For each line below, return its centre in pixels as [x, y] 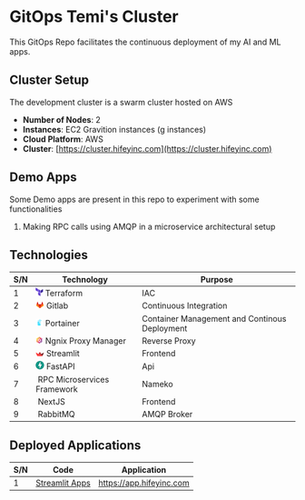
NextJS [51, 401]
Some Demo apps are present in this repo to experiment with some [135, 199]
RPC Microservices [74, 379]
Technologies [49, 255]
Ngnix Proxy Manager [86, 340]
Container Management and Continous [214, 318]
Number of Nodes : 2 [62, 119]
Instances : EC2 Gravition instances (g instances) [114, 129]
